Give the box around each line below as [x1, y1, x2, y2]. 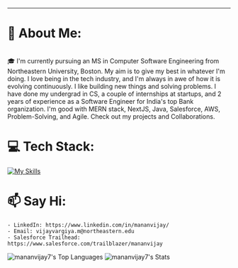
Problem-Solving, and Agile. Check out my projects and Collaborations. [7, 112, 215, 121]
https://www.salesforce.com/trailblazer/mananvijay [7, 240, 163, 247]
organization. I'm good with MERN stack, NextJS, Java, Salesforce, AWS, [7, 104, 221, 113]
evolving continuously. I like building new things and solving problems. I [7, 82, 217, 90]
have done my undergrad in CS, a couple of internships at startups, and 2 [7, 90, 222, 98]
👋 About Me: [7, 26, 82, 41]
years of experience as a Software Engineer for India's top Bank [7, 97, 194, 105]
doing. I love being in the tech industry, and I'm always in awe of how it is [7, 74, 221, 82]
